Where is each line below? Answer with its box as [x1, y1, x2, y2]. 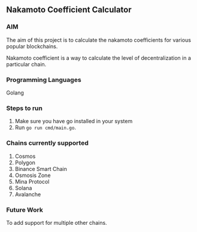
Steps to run [6, 104, 43, 112]
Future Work [6, 206, 43, 214]
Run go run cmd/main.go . [14, 124, 77, 131]
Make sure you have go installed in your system [14, 118, 133, 125]
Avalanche [14, 191, 41, 198]
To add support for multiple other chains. [6, 219, 107, 226]
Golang [6, 89, 24, 96]
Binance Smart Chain [14, 165, 67, 172]
